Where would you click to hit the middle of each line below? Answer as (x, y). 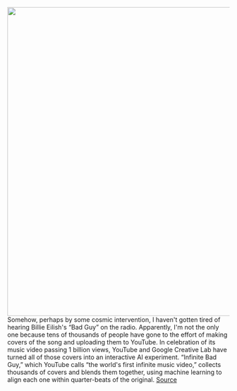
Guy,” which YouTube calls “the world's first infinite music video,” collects (114, 365)
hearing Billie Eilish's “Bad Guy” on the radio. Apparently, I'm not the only (113, 327)
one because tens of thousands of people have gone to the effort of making (117, 335)
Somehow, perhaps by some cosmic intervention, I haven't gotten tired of (114, 320)
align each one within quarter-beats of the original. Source (92, 380)
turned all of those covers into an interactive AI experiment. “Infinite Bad (112, 357)
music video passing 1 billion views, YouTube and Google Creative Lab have (117, 350)
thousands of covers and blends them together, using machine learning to (115, 372)
